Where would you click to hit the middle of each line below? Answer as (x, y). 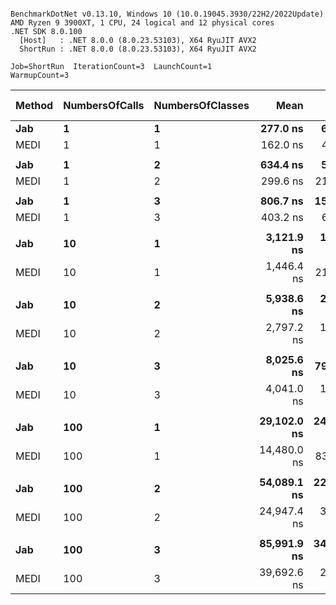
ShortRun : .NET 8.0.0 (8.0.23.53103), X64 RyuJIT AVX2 (138, 49)
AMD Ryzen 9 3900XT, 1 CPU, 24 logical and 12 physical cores (142, 23)
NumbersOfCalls (104, 105)
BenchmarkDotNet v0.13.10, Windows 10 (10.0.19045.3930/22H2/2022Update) (167, 14)
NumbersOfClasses (201, 105)
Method (34, 105)
